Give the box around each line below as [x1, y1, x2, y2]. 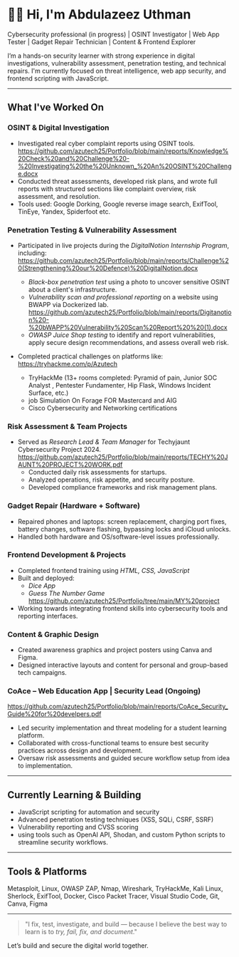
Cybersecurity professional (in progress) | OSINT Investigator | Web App [7, 30, 220, 38]
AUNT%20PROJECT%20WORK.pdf [17, 460, 123, 469]
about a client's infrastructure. [28, 285, 117, 294]
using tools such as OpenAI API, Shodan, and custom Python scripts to [17, 830, 225, 839]
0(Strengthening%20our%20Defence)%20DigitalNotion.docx [17, 264, 198, 272]
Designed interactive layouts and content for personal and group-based [17, 661, 228, 669]
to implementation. [17, 762, 73, 770]
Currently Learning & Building [7, 789, 142, 801]
